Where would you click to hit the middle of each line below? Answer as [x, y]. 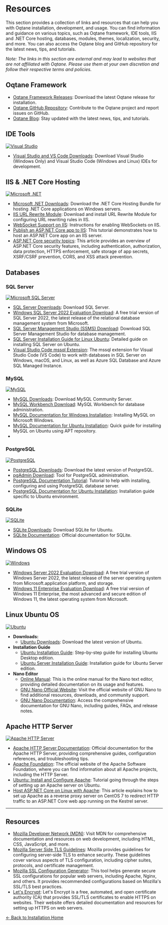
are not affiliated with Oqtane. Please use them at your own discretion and [82, 64]
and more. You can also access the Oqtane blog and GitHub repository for [82, 43]
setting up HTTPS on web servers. [48, 908]
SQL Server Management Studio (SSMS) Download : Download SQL [82, 329]
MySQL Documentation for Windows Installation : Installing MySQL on [84, 415]
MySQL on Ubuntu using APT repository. [55, 431]
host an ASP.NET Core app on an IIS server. [58, 236]
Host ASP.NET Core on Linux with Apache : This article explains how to [85, 791]
